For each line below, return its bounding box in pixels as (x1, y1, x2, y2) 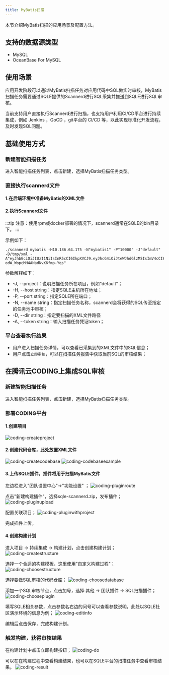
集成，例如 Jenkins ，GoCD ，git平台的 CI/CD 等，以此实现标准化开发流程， (5, 117, 163, 123)
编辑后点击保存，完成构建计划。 (5, 621, 71, 627)
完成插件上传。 (5, 520, 36, 526)
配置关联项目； (5, 510, 36, 516)
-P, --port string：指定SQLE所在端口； (12, 293, 93, 299)
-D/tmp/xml (5, 252, 28, 257)
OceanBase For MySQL (12, 57, 61, 63)
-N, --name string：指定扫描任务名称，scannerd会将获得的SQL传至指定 (12, 299, 161, 305)
